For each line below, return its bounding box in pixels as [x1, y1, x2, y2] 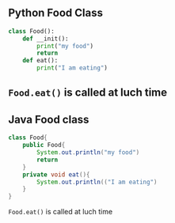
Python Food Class [8, 6, 103, 20]
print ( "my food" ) [36, 42, 93, 50]
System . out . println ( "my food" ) [36, 149, 140, 157]
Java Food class [8, 112, 89, 126]
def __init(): [22, 35, 69, 43]
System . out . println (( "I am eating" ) [36, 178, 158, 186]
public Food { [22, 142, 66, 149]
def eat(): [22, 57, 59, 65]
